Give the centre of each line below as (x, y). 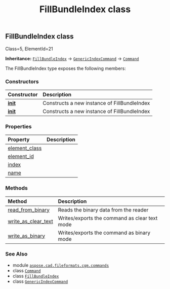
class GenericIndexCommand (40, 281)
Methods (16, 188)
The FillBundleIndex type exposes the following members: (66, 68)
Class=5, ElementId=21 (29, 49)
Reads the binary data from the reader (103, 210)
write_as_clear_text (30, 221)
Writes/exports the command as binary (104, 233)
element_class (25, 148)
